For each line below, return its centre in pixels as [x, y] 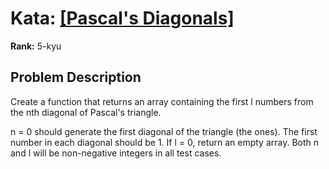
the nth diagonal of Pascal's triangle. [86, 112]
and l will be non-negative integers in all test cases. [116, 153]
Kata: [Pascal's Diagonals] [122, 18]
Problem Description [76, 77]
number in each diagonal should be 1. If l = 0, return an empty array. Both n [165, 142]
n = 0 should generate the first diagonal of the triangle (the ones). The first [164, 131]
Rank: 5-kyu [36, 46]
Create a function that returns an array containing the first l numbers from [162, 101]
